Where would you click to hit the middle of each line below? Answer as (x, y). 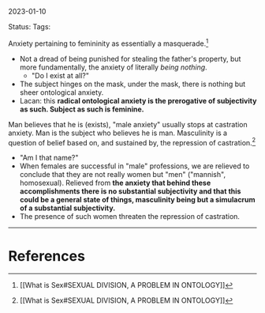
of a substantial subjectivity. (67, 208)
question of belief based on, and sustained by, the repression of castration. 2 (132, 141)
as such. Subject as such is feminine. (82, 109)
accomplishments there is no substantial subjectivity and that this (130, 191)
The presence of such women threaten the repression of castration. (130, 217)
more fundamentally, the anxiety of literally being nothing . (113, 67)
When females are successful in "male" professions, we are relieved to (134, 166)
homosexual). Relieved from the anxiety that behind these (115, 183)
